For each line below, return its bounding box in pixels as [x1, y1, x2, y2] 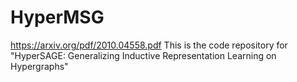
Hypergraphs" [10, 60, 69, 72]
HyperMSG [10, 6, 105, 29]
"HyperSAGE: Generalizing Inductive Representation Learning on [10, 49, 277, 61]
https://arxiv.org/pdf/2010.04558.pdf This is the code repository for [10, 39, 288, 51]
